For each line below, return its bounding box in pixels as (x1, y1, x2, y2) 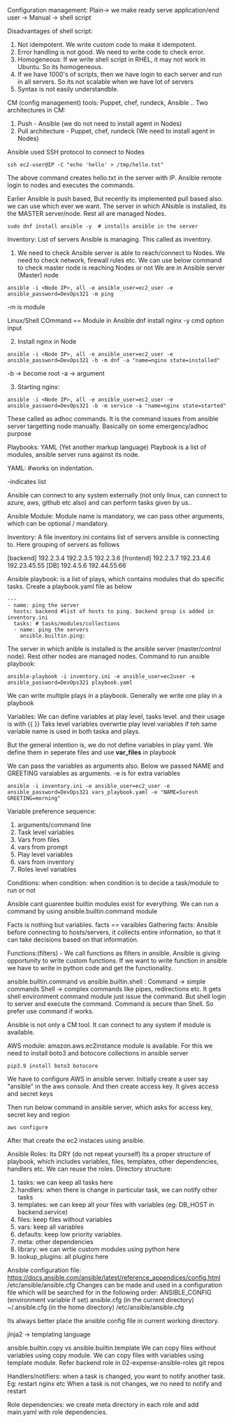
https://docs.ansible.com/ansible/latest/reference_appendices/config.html (7, 1274, 221, 1281)
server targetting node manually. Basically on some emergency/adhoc (7, 422, 209, 430)
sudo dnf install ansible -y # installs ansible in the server (7, 223, 198, 230)
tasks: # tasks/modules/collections (13, 620, 120, 627)
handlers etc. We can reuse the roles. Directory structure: (7, 1165, 173, 1173)
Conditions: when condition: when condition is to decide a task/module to (7, 879, 219, 886)
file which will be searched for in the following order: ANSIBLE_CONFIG (7, 1288, 212, 1297)
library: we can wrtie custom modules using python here (17, 1245, 180, 1253)
